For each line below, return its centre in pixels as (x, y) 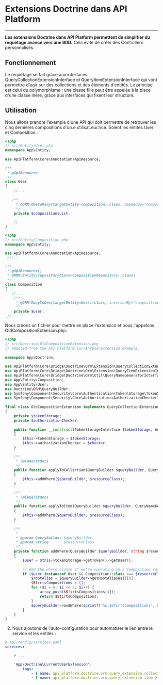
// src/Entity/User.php (29, 146)
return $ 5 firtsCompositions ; (69, 596)
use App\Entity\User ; (27, 384)
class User (16, 182)
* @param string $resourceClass (55, 542)
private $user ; (29, 311)
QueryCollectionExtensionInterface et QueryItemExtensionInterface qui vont (81, 80)
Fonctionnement (31, 63)
